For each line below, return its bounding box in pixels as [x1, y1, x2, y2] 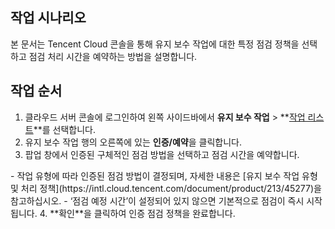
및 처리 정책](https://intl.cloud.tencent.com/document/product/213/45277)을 [10, 182, 322, 194]
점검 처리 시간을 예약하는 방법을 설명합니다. [28, 50, 198, 62]
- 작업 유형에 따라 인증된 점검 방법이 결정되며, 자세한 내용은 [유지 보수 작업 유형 [10, 169, 318, 182]
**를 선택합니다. [33, 123, 96, 135]
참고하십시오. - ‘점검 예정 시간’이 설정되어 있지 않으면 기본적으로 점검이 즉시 [10, 194, 305, 207]
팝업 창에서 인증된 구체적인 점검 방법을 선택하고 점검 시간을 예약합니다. [24, 148, 300, 160]
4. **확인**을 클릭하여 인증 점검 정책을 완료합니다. [39, 207, 236, 219]
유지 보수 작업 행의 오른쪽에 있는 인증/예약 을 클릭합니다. [24, 136, 242, 148]
